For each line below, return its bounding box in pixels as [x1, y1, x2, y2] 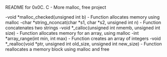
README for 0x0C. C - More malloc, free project [5, 5, 106, 10]
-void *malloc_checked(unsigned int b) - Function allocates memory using [5, 14, 160, 20]
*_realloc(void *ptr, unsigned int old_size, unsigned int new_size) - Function [5, 41, 162, 47]
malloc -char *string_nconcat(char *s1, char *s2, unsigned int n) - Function [5, 20, 161, 25]
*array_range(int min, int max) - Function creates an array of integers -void [5, 35, 161, 41]
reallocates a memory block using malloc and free [5, 46, 110, 52]
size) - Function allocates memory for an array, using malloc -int [5, 30, 139, 36]
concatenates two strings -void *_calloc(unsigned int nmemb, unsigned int [5, 25, 160, 31]
